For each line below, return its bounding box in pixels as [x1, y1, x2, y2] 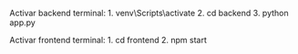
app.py [9, 17, 36, 28]
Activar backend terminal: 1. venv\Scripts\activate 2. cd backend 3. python [9, 8, 289, 18]
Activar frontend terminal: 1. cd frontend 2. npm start [9, 35, 207, 45]
